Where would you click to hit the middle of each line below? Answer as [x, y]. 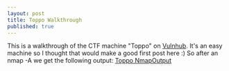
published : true [31, 26]
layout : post [26, 13]
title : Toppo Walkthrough [44, 20]
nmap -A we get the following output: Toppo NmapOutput [90, 61]
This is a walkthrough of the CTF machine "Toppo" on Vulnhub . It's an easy [115, 46]
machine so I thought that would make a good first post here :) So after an [113, 53]
